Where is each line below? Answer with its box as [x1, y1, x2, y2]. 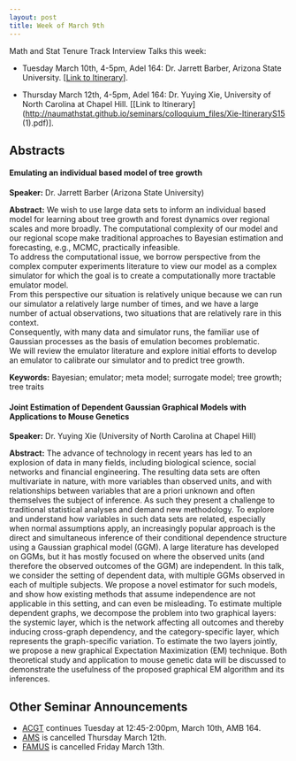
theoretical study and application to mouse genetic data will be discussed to [9, 655, 286, 665]
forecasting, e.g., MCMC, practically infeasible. [9, 242, 180, 253]
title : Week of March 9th [9, 21, 104, 30]
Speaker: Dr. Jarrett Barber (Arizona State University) [9, 188, 205, 198]
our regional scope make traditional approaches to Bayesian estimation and [9, 233, 284, 243]
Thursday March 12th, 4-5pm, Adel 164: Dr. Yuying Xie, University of [21, 89, 271, 100]
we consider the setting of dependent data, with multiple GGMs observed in [9, 570, 285, 580]
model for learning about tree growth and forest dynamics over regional [9, 214, 269, 225]
